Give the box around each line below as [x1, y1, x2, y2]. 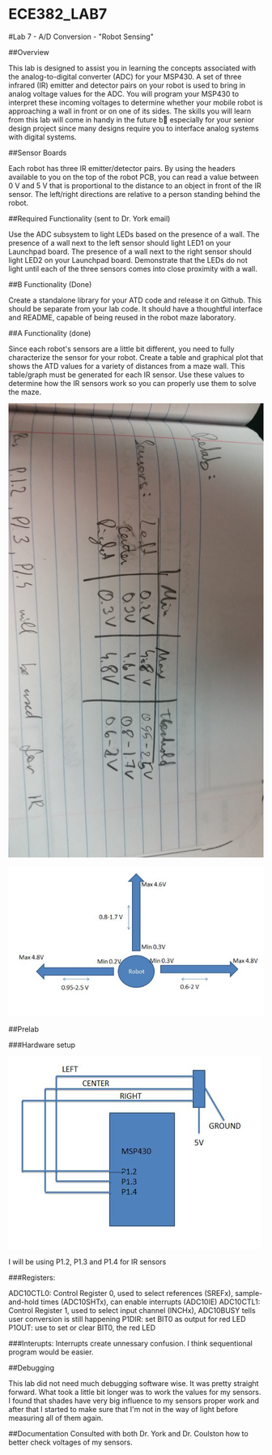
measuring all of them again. [8, 1413, 104, 1423]
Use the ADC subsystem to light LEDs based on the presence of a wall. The [8, 229, 260, 239]
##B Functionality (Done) [8, 279, 92, 289]
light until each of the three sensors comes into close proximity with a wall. [8, 264, 257, 273]
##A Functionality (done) [8, 328, 91, 337]
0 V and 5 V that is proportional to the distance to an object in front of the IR [8, 180, 261, 191]
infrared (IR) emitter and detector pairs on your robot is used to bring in [8, 80, 246, 90]
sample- [234, 1289, 263, 1298]
